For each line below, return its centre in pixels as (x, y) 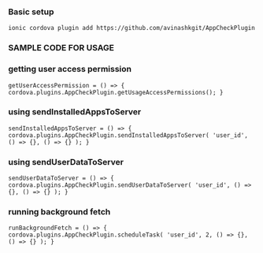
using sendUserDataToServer (66, 162)
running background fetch (59, 212)
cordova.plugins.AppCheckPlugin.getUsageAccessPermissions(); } (116, 92)
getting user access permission (70, 69)
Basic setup (31, 12)
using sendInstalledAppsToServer (75, 112)
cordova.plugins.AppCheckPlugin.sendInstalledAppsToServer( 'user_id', (128, 135)
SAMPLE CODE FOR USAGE (61, 48)
